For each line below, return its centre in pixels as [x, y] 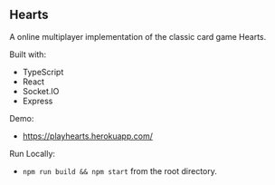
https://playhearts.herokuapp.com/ [88, 136]
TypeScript [43, 72]
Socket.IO [41, 91]
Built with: [28, 54]
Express [38, 101]
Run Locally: [33, 153]
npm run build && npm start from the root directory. [119, 170]
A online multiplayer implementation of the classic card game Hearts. [138, 36]
